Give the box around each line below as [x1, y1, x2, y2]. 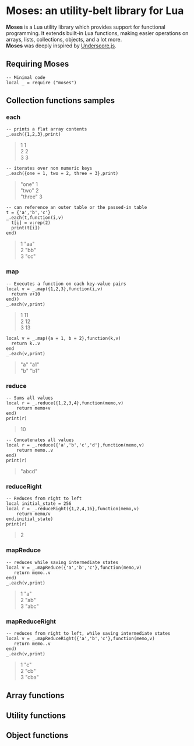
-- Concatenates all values [6, 437, 75, 443]
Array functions [6, 690, 65, 700]
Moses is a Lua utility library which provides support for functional [6, 23, 166, 30]
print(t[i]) [11, 225, 41, 231]
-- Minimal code [6, 74, 45, 80]
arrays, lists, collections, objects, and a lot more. [6, 36, 122, 43]
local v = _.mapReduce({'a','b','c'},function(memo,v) [6, 565, 142, 570]
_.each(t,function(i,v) [6, 215, 64, 221]
